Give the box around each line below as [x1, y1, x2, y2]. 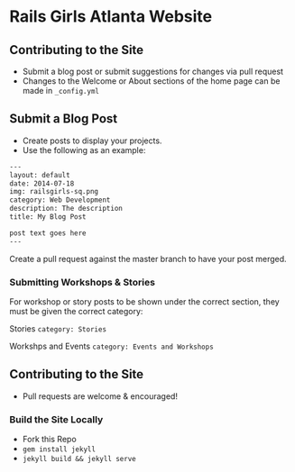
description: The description [9, 204, 124, 213]
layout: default [9, 170, 70, 179]
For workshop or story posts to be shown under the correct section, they [9, 295, 280, 307]
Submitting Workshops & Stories [9, 276, 156, 288]
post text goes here [9, 228, 88, 238]
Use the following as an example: [22, 144, 146, 155]
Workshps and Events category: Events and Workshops [9, 340, 214, 351]
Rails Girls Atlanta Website [9, 6, 213, 27]
